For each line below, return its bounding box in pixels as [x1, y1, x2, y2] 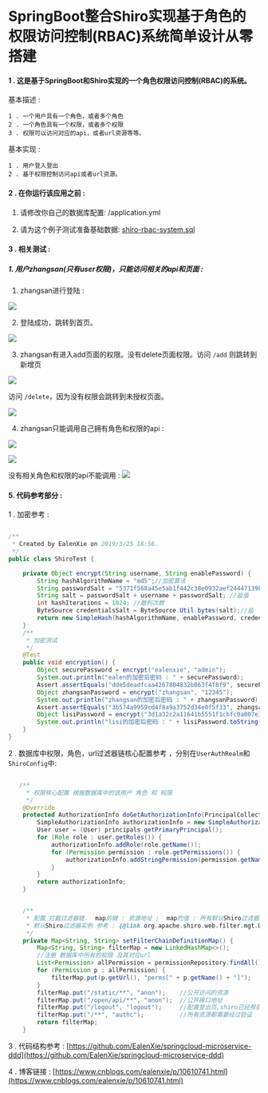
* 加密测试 [26, 636, 57, 644]
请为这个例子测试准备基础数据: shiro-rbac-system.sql [19, 225, 195, 234]
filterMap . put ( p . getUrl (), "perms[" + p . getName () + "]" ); [50, 973, 252, 982]
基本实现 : [8, 145, 41, 154]
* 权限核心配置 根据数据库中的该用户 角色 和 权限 [26, 788, 173, 796]
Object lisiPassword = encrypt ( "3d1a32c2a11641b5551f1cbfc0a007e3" [37, 711, 266, 719]
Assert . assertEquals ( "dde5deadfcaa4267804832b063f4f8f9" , [37, 680, 234, 688]
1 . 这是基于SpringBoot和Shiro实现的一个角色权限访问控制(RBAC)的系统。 [8, 75, 251, 85]
